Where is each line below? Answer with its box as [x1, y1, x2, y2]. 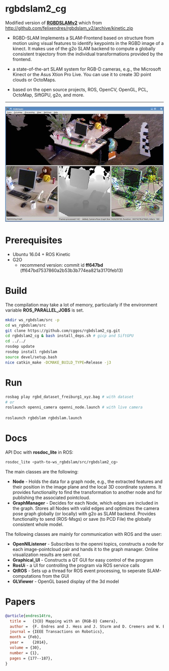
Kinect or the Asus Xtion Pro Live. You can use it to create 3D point [12, 71, 151, 77]
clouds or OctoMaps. [12, 77, 56, 83]
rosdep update [5, 344, 35, 349]
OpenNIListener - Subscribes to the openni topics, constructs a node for [12, 540, 164, 547]
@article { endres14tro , [5, 613, 53, 618]
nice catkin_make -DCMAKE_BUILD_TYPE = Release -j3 [5, 360, 112, 365]
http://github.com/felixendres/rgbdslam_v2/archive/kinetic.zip [5, 25, 133, 31]
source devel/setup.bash [5, 354, 57, 359]
